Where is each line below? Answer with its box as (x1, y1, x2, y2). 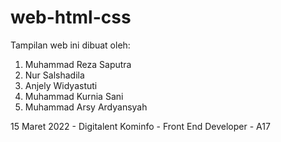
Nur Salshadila (24, 69, 85, 81)
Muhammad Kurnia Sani (24, 90, 124, 102)
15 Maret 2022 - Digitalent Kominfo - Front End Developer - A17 (10, 120, 271, 132)
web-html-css (10, 6, 132, 29)
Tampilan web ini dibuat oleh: (10, 39, 131, 51)
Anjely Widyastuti (24, 79, 98, 91)
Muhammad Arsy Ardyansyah (24, 101, 148, 113)
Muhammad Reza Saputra (24, 58, 132, 70)
